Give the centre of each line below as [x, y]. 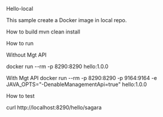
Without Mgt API [26, 55]
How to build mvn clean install [43, 32]
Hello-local [20, 9]
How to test [20, 96]
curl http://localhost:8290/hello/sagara [54, 107]
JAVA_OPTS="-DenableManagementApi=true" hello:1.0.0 [77, 84]
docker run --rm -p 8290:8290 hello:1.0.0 [58, 66]
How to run [20, 43]
